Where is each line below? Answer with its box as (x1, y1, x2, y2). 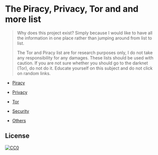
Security (12, 108, 29, 114)
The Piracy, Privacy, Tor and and (5, 3, 139, 15)
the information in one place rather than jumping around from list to (17, 35, 152, 41)
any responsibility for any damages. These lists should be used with (17, 55, 154, 60)
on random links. (17, 70, 51, 76)
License (5, 132, 30, 140)
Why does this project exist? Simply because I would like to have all (17, 30, 153, 36)
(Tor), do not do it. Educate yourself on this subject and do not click (17, 65, 153, 71)
